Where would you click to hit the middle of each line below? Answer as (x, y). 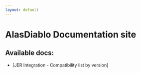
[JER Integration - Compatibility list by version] (60, 65)
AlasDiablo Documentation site (71, 34)
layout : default (22, 10)
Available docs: (30, 53)
